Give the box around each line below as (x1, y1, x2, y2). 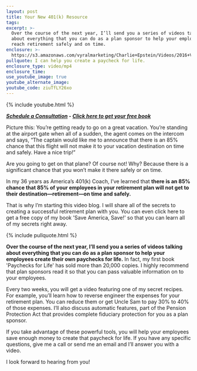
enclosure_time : (6, 69, 46, 75)
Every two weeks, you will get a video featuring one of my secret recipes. (6, 285, 184, 292)
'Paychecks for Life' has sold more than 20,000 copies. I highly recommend (6, 262, 189, 269)
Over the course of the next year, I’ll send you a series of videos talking (6, 243, 183, 250)
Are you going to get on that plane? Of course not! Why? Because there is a (6, 160, 189, 167)
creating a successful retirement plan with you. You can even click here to (6, 208, 185, 215)
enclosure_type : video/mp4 (6, 63, 72, 69)
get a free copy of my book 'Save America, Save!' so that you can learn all (6, 214, 185, 221)
